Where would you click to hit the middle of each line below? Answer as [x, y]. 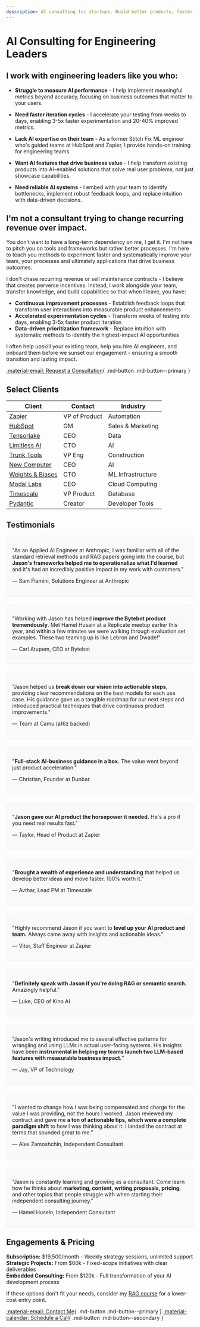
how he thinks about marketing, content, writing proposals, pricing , [97, 1188]
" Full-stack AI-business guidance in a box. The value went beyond [95, 762]
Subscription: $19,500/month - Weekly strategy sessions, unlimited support [100, 1257]
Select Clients [33, 389]
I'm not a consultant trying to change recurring [95, 219]
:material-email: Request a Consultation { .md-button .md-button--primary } [98, 371]
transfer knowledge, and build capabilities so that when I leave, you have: [96, 292]
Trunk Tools [26, 455]
